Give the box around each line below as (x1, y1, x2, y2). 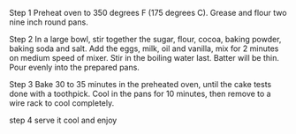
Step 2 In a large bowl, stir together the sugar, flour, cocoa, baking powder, (9, 34, 282, 44)
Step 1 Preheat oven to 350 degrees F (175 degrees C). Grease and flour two (9, 8, 287, 18)
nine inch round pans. (9, 17, 88, 27)
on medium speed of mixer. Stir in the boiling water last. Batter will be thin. (9, 53, 280, 63)
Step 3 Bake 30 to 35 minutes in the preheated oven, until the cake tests (9, 79, 272, 89)
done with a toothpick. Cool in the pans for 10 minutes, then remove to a (9, 88, 271, 99)
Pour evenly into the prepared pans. (9, 62, 140, 72)
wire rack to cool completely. (9, 98, 115, 108)
